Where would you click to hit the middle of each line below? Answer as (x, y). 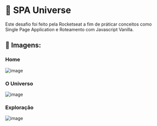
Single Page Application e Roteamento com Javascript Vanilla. (70, 29)
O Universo (19, 83)
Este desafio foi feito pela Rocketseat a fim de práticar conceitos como (78, 24)
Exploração (19, 107)
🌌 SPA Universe (38, 10)
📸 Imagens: (23, 45)
